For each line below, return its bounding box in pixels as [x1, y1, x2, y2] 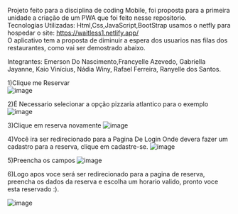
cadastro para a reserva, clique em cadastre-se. [7, 142, 148, 151]
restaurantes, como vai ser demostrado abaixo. [7, 44, 146, 52]
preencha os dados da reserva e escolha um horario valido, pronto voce [7, 177, 219, 186]
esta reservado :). [7, 185, 59, 193]
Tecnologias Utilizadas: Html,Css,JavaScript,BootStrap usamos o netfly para [7, 21, 231, 29]
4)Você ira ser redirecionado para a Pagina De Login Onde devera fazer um [7, 135, 229, 143]
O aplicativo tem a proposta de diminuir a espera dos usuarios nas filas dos [7, 36, 228, 45]
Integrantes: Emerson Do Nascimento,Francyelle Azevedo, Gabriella [7, 57, 206, 66]
